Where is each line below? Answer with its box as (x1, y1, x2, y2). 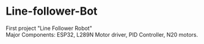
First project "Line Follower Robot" (5, 24, 92, 32)
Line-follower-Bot (5, 4, 98, 18)
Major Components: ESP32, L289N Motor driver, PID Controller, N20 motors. (5, 31, 199, 38)
